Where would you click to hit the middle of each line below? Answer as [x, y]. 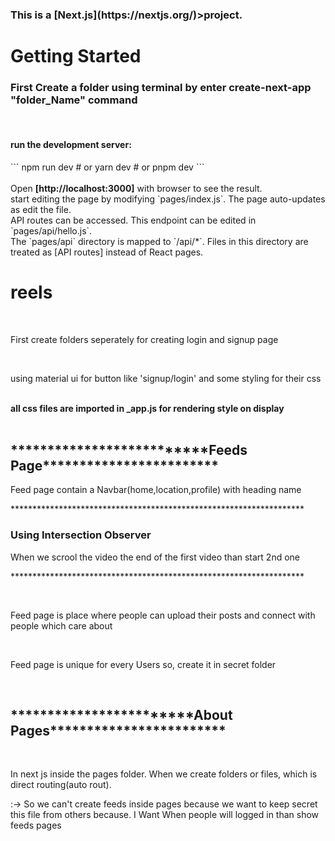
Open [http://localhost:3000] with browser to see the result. [136, 188]
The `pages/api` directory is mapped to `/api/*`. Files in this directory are [159, 241]
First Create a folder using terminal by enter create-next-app [161, 88]
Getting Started [76, 56]
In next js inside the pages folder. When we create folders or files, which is [164, 774]
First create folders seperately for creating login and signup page [144, 339]
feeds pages [36, 825]
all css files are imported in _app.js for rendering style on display [147, 408]
